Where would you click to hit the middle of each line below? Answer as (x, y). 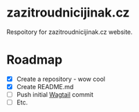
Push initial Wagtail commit (55, 94)
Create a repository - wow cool (61, 79)
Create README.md (45, 86)
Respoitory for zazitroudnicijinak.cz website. (69, 32)
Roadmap (35, 60)
